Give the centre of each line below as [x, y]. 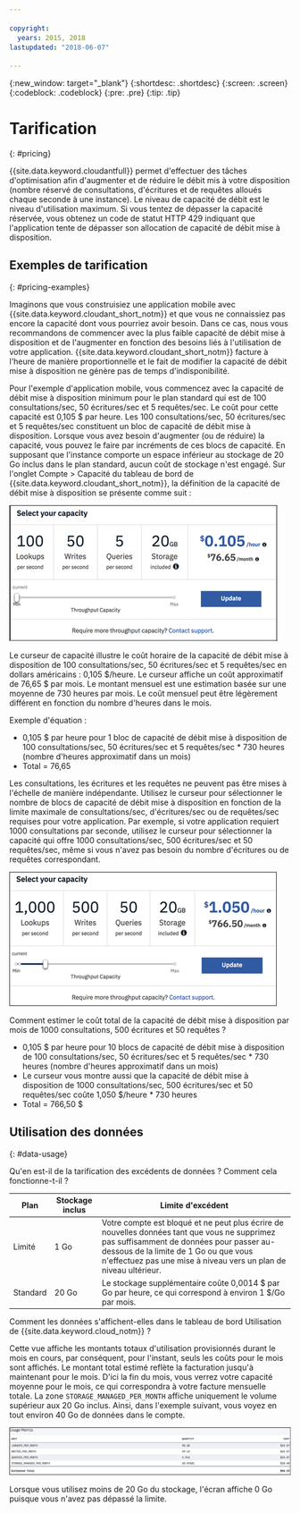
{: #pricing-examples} [50, 287]
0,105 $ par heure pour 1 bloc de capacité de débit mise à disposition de [154, 737]
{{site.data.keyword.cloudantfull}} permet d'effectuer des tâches [128, 171]
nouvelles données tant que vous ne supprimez [188, 1232]
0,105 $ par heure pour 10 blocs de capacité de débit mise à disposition [153, 1047]
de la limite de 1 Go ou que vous [194, 1251]
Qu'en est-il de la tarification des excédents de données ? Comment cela [143, 1171]
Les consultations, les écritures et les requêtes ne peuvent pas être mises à [148, 783]
